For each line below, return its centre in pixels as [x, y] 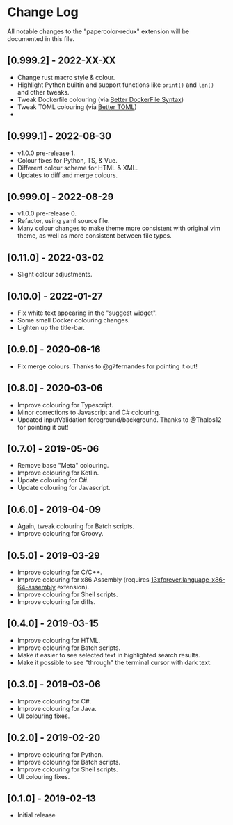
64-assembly [36, 587]
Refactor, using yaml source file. [63, 221]
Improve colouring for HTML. [59, 640]
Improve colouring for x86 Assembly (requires [83, 580]
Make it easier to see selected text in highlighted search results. [109, 655]
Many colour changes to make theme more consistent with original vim [119, 228]
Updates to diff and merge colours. [67, 175]
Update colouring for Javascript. [64, 488]
